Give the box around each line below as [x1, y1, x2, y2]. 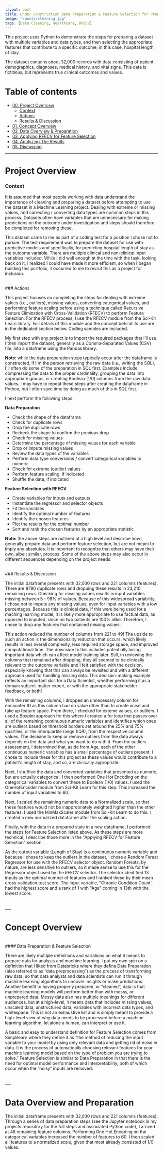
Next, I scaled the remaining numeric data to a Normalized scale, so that [5, 799, 149, 805]
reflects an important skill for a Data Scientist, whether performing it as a [5, 678, 150, 683]
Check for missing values [12, 435, 63, 440]
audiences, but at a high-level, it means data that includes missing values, [5, 999, 153, 1005]
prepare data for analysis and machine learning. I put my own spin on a [5, 957, 147, 964]
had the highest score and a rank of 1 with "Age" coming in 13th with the [5, 885, 149, 891]
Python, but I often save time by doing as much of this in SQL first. [5, 385, 137, 392]
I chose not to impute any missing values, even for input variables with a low [5, 601, 158, 606]
